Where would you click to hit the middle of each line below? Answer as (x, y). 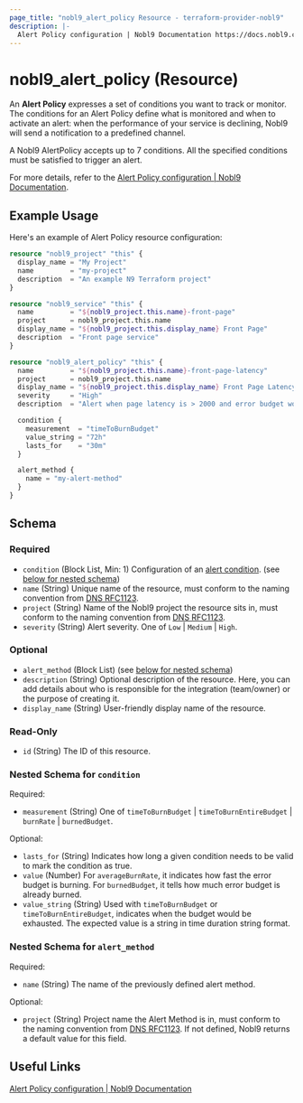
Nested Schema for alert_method (82, 947)
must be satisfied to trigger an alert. (76, 160)
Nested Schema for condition (75, 775)
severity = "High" (60, 396)
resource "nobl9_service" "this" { (76, 304)
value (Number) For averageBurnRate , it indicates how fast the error (147, 875)
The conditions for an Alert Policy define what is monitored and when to (143, 114)
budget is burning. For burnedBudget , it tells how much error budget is (151, 885)
